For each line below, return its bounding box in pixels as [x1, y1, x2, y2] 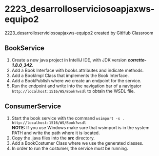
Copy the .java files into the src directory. [11, 135, 95, 141]
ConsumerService [4, 102, 61, 111]
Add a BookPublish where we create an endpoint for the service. [11, 78, 142, 83]
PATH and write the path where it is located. [11, 130, 100, 136]
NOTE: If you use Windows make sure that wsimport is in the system [11, 124, 150, 130]
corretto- [127, 57, 147, 63]
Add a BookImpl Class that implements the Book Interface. [11, 72, 129, 78]
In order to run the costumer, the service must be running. [11, 145, 128, 151]
